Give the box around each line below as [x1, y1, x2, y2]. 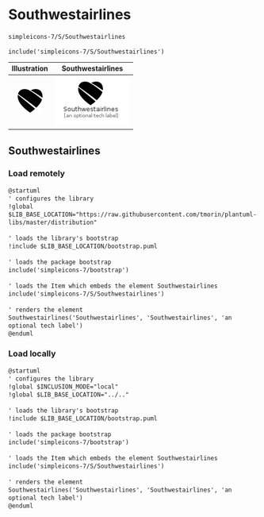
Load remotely [8, 168, 66, 179]
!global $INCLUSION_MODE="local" [8, 383, 119, 391]
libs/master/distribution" [8, 218, 98, 226]
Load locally [8, 348, 56, 359]
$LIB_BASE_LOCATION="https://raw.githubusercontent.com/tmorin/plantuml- [8, 210, 258, 218]
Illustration [11, 64, 49, 73]
